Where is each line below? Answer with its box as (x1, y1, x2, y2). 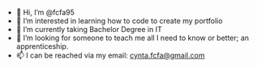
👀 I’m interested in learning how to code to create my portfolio (15, 16, 223, 26)
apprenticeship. (15, 42, 69, 51)
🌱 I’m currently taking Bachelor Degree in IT (15, 25, 162, 34)
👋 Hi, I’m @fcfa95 (15, 8, 75, 17)
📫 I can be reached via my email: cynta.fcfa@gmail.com (15, 50, 205, 60)
